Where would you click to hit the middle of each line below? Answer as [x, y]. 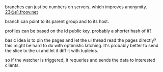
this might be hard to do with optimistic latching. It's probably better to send [82, 46]
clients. [13, 65]
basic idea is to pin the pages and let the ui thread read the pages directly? [81, 40]
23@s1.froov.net [22, 12]
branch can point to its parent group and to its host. [57, 21]
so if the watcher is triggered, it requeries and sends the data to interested [80, 60]
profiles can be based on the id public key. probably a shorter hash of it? [79, 31]
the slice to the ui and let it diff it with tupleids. [52, 51]
